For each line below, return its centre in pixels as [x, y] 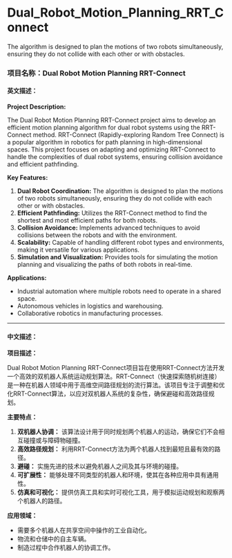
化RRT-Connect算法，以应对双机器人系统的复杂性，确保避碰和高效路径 [108, 394]
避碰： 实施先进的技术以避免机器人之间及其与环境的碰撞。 [100, 466]
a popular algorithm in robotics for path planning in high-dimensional [105, 142]
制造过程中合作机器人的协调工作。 [66, 548]
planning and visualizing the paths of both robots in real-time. [105, 265]
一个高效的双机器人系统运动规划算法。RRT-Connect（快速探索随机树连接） [114, 376]
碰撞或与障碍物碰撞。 [54, 440]
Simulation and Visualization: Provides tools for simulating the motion [117, 257]
